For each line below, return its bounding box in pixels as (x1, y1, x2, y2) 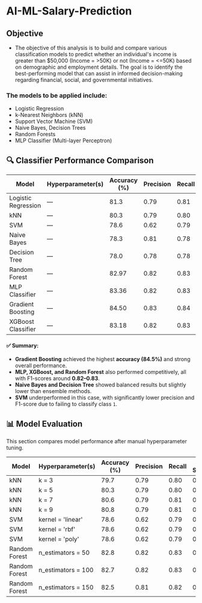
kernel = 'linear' (38, 516, 83, 524)
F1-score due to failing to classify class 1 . (14, 400, 117, 408)
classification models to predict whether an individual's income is (14, 51, 177, 58)
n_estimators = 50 (38, 549, 90, 557)
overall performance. (14, 362, 67, 369)
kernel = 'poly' (38, 535, 79, 543)
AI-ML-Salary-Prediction (6, 4, 132, 18)
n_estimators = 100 (38, 566, 94, 574)
